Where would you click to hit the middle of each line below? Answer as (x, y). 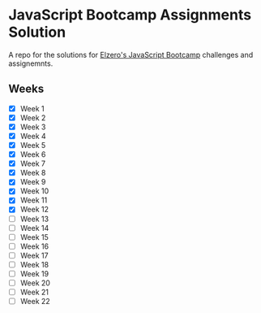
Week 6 (33, 154)
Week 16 (34, 246)
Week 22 (35, 302)
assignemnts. (31, 63)
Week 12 (34, 210)
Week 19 (34, 273)
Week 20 (35, 283)
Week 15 (34, 237)
